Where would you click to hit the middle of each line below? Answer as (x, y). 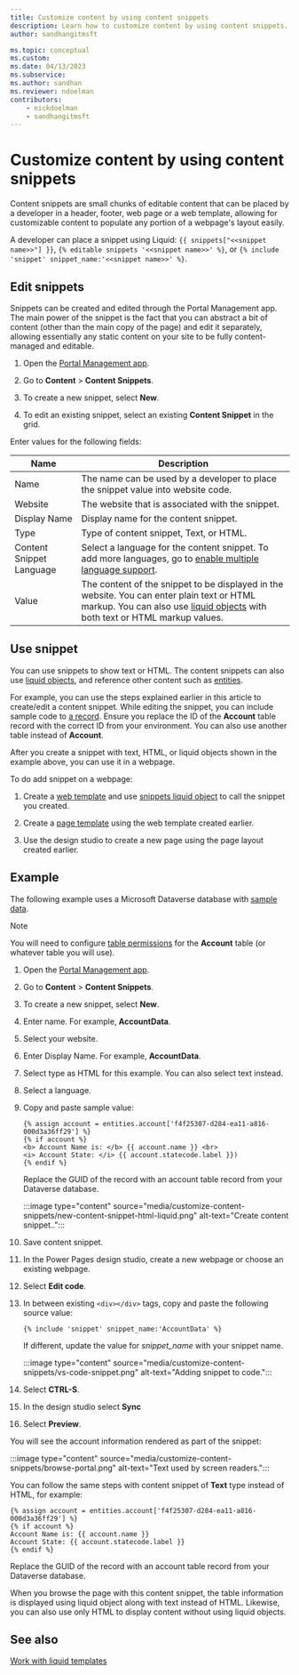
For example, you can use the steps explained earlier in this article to (136, 697)
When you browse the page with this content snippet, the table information (147, 1592)
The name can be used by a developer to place (179, 479)
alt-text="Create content (244, 1215)
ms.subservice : (38, 75)
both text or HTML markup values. (153, 617)
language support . (119, 570)
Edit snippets (47, 287)
